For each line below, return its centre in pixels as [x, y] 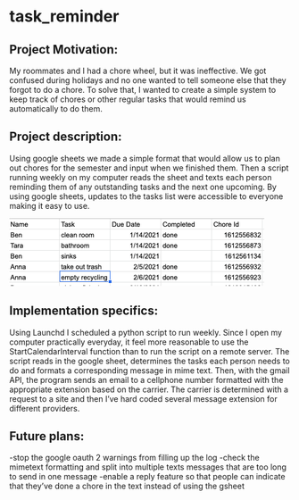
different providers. [45, 408]
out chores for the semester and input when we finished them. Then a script [149, 168]
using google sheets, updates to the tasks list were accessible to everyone [146, 196]
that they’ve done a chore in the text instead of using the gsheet [127, 486]
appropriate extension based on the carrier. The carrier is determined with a [149, 389]
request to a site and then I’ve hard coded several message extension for [144, 398]
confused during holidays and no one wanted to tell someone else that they [148, 80]
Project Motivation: [64, 50]
